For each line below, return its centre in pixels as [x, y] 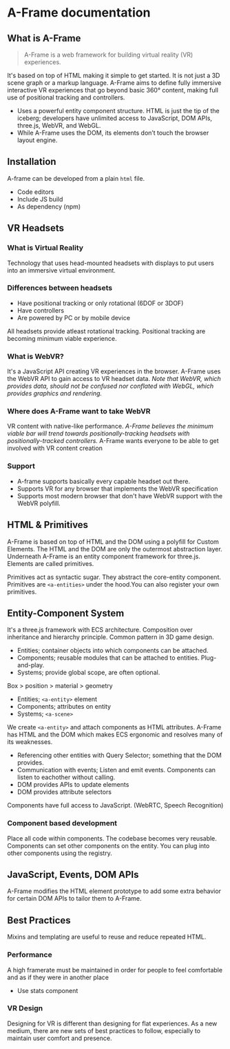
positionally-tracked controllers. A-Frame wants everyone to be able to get [113, 441]
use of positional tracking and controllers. [66, 97]
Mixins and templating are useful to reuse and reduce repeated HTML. [107, 937]
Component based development [62, 823]
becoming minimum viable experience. [62, 338]
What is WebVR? [35, 356]
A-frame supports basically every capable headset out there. [104, 481]
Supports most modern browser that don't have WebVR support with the [119, 496]
